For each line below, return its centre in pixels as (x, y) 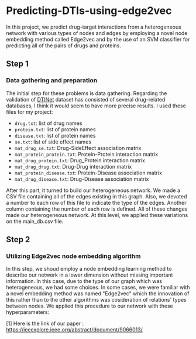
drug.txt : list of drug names (48, 123)
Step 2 (18, 240)
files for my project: (30, 111)
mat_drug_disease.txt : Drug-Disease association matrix (82, 179)
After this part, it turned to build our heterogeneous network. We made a (93, 190)
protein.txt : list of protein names (55, 129)
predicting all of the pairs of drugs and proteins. (63, 46)
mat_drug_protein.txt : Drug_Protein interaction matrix (80, 160)
